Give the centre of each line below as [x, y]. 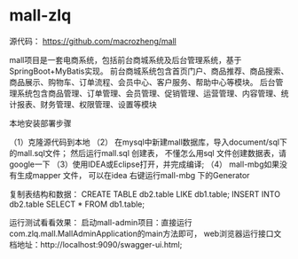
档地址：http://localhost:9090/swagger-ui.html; [96, 244]
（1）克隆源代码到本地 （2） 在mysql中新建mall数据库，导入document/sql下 [149, 142]
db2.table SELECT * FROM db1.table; [77, 204]
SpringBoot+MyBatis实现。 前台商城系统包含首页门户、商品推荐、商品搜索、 [149, 71]
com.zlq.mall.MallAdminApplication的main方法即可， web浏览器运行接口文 [145, 233]
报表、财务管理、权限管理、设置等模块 [86, 104]
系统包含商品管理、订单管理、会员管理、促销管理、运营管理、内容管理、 [149, 93]
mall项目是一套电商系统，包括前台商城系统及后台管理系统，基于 [125, 59]
